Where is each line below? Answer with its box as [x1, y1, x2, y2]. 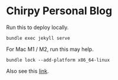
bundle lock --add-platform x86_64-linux [6, 57, 110, 63]
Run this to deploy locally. [6, 24, 69, 31]
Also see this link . [6, 67, 49, 75]
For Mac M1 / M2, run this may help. [6, 46, 94, 53]
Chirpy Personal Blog [6, 4, 113, 18]
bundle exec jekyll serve [6, 35, 70, 41]
